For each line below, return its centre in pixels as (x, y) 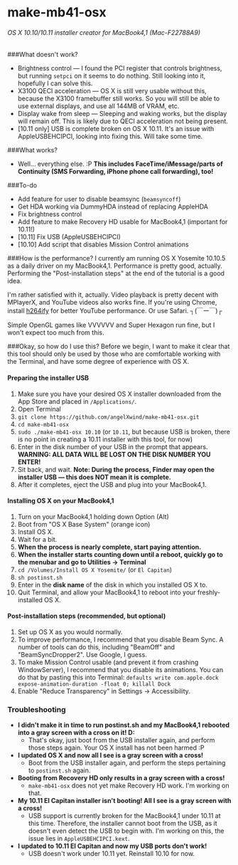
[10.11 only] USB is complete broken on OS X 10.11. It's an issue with (116, 129)
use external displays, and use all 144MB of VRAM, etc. (98, 106)
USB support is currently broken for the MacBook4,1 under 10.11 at (124, 816)
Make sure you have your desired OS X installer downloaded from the (119, 394)
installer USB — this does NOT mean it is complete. (94, 477)
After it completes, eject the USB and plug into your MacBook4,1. (112, 484)
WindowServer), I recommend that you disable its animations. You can (120, 670)
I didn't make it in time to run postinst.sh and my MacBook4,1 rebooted (123, 725)
